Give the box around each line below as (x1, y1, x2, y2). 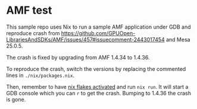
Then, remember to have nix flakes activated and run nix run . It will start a (6, 83, 189, 90)
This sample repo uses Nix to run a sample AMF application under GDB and (6, 23, 192, 30)
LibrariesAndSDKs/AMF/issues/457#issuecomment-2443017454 (6, 36, 165, 43)
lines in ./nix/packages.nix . (6, 71, 75, 79)
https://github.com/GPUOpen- (61, 29, 136, 36)
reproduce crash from (6, 29, 60, 36)
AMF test (6, 4, 52, 17)
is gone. (6, 96, 26, 103)
